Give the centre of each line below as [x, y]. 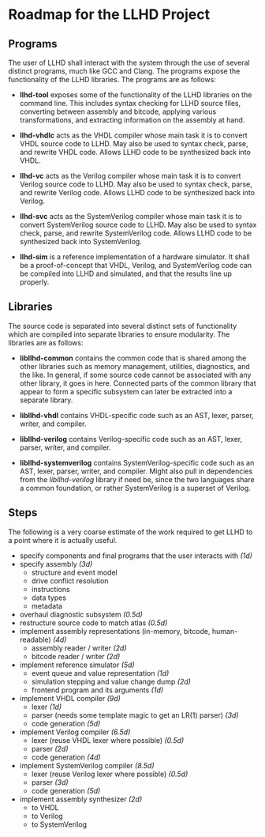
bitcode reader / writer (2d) [76, 656]
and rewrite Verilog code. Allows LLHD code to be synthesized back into [137, 192]
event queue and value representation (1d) [100, 673]
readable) [35, 639]
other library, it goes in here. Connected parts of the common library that [138, 383]
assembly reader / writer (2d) [79, 648]
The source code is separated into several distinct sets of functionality [123, 326]
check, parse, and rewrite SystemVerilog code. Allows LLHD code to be [136, 233]
